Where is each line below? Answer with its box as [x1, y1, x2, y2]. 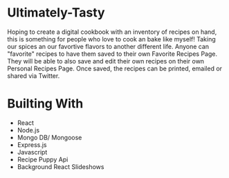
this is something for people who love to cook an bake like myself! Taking [7, 34, 216, 43]
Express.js [17, 140, 47, 149]
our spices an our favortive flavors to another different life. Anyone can [7, 42, 210, 50]
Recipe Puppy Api [17, 155, 68, 164]
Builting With [7, 96, 84, 112]
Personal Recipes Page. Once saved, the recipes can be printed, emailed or [7, 64, 223, 72]
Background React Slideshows [17, 162, 104, 170]
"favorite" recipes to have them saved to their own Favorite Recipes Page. [7, 50, 218, 58]
